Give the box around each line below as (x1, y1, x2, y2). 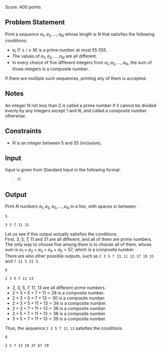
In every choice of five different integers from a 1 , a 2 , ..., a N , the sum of (12, 59, 152, 66)
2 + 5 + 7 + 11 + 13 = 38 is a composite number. (12, 311, 107, 316)
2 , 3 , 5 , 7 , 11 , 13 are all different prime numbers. (12, 285, 106, 291)
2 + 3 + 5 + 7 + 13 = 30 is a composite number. (12, 295, 106, 301)
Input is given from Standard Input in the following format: (5, 167, 121, 173)
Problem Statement (5, 18, 65, 26)
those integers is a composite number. (12, 66, 89, 72)
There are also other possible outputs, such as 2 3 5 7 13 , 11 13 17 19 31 (5, 253, 154, 259)
